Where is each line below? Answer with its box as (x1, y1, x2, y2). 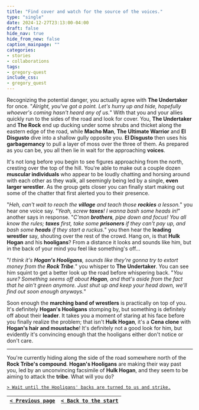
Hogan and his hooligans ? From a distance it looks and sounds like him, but (6, 239, 191, 246)
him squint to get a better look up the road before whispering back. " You (6, 269, 183, 276)
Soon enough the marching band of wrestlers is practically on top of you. (6, 299, 187, 306)
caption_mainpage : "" (6, 42, 60, 48)
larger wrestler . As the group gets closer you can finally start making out (6, 183, 185, 190)
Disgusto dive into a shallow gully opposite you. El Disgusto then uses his (6, 134, 187, 141)
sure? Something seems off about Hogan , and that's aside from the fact (6, 276, 183, 282)
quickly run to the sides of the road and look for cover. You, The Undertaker (6, 115, 193, 122)
